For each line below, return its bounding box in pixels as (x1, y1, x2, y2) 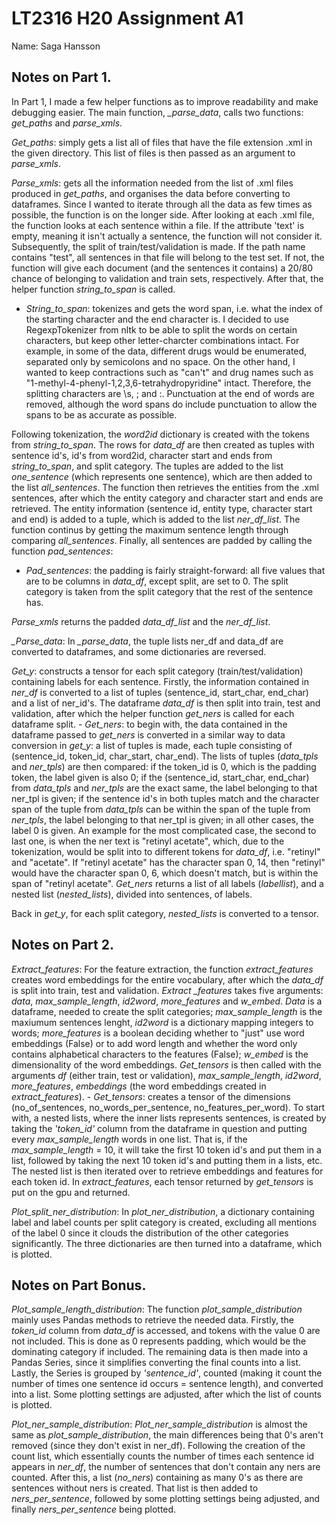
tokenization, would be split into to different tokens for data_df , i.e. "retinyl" (11, 845, 321, 857)
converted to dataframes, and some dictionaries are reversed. (11, 645, 267, 657)
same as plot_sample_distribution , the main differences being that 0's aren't (11, 1429, 324, 1441)
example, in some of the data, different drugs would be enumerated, (25, 345, 308, 357)
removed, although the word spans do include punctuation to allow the (25, 398, 318, 410)
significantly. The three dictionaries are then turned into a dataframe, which (11, 1237, 323, 1249)
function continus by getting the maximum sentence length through (11, 523, 289, 536)
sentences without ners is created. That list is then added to (11, 1482, 259, 1494)
